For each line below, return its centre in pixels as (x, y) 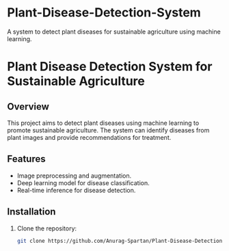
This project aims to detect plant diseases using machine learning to (103, 123)
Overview (28, 107)
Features (26, 159)
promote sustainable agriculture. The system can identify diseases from (108, 130)
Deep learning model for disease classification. (83, 182)
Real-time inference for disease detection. (76, 190)
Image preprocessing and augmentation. (74, 176)
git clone (31, 241)
